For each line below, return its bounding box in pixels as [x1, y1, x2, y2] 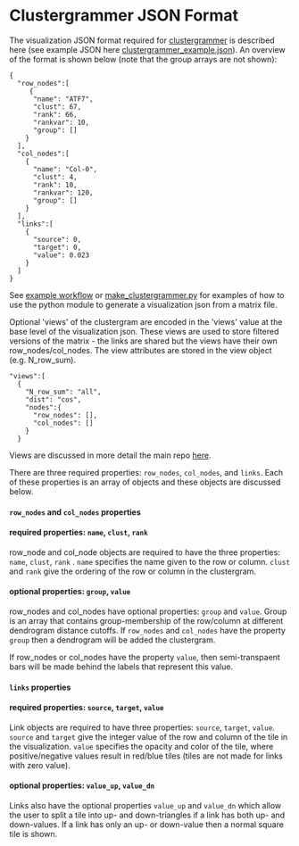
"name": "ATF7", [32, 95, 94, 104]
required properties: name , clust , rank [9, 527, 149, 538]
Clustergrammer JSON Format [9, 5, 239, 26]
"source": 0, [32, 235, 82, 244]
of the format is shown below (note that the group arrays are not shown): [9, 54, 278, 64]
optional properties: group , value [9, 586, 131, 597]
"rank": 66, [32, 110, 78, 119]
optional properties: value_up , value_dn [9, 780, 154, 791]
